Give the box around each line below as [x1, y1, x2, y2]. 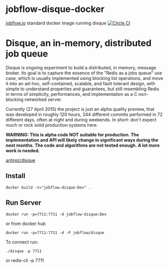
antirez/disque [5, 157, 35, 163]
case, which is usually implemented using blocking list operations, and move [5, 75, 163, 81]
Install [5, 172, 25, 180]
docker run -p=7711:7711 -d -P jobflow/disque [5, 230, 104, 235]
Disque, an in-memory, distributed [5, 37, 152, 49]
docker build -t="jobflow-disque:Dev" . [5, 185, 91, 190]
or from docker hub [5, 221, 46, 227]
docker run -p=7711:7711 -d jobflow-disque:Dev [5, 212, 107, 217]
